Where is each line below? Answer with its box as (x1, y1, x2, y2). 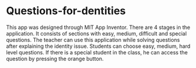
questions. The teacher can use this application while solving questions (6, 36, 180, 43)
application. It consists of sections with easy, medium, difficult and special (6, 30, 187, 37)
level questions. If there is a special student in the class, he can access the (6, 48, 188, 56)
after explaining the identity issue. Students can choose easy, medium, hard (6, 43, 191, 50)
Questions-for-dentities (6, 4, 126, 18)
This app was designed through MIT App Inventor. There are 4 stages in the (6, 24, 191, 31)
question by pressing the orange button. (6, 55, 104, 62)
